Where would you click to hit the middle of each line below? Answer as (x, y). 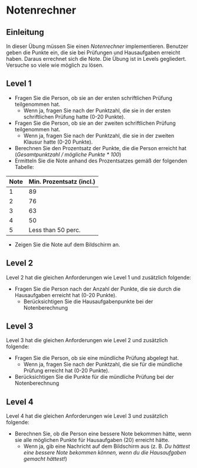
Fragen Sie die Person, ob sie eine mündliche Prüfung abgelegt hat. (97, 358)
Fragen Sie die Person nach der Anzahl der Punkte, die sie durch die (98, 289)
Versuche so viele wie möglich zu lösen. (55, 65)
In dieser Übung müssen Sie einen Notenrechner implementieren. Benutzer (97, 46)
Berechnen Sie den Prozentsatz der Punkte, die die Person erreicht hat (101, 148)
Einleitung (25, 32)
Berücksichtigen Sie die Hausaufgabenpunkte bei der (88, 301)
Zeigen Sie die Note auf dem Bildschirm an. (67, 244)
